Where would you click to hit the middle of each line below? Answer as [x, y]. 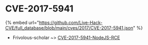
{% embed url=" [22, 22]
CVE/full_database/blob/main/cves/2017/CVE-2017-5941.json [69, 27]
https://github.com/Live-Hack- [71, 22]
